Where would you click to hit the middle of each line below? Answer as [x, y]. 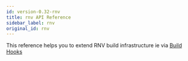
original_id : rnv [28, 28]
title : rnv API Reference [38, 17]
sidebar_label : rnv [31, 23]
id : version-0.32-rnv [33, 12]
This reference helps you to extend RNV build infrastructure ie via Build [94, 45]
